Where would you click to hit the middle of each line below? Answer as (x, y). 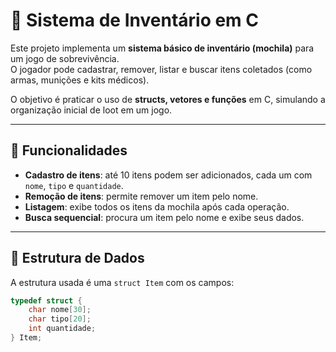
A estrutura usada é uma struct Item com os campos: (122, 282)
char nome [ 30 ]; (60, 310)
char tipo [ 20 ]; (60, 319)
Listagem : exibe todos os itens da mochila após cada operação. (157, 206)
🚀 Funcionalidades (69, 150)
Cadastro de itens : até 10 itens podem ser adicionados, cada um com (168, 175)
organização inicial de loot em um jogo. (91, 110)
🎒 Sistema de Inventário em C (135, 20)
